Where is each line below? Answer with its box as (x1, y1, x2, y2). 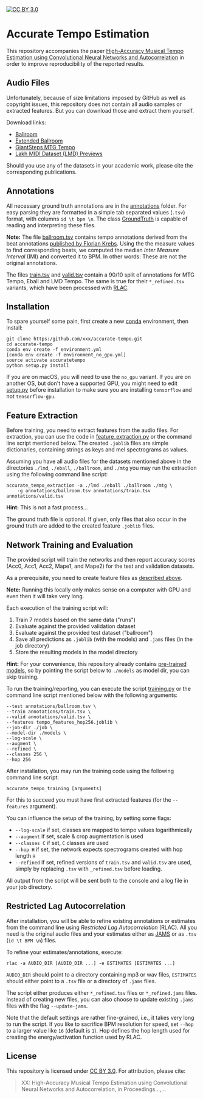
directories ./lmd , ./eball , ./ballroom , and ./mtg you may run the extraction (6, 464, 197, 472)
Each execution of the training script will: (6, 604, 108, 612)
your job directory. (6, 883, 53, 891)
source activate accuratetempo (6, 357, 86, 364)
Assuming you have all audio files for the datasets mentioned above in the (6, 458, 191, 465)
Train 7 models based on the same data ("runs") (15, 616, 136, 623)
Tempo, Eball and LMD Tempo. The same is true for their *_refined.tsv (6, 277, 185, 284)
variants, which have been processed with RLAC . (6, 284, 129, 291)
